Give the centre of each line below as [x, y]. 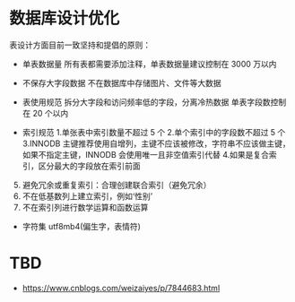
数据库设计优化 [65, 18]
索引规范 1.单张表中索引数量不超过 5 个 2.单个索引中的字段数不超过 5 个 [154, 132]
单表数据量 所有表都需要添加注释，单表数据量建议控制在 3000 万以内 [149, 64]
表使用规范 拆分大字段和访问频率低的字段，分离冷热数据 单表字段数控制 [154, 102]
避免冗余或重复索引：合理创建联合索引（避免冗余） [117, 185]
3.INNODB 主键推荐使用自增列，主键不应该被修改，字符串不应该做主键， [156, 143]
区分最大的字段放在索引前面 [89, 166]
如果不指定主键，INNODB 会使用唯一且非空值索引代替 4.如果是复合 [146, 154]
